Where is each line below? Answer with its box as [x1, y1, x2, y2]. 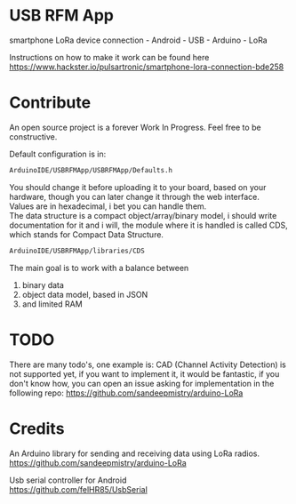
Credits [9, 419, 65, 438]
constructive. [9, 131, 58, 142]
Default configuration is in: [9, 148, 107, 159]
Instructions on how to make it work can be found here [9, 52, 210, 62]
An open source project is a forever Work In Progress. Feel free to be [9, 122, 261, 132]
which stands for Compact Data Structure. [9, 228, 164, 240]
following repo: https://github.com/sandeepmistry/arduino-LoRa [9, 388, 244, 398]
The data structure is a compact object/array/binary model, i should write [9, 210, 277, 220]
